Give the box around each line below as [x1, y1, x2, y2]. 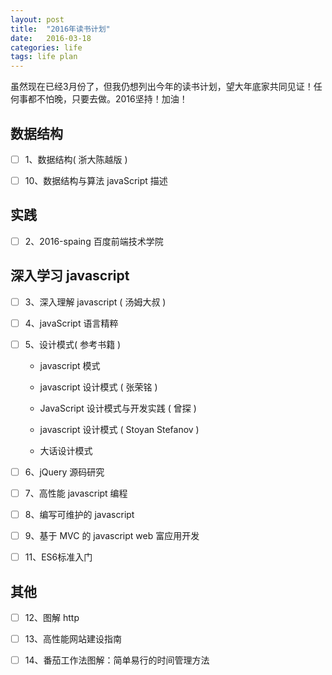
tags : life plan [10, 52, 78, 62]
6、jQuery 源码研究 [24, 466, 105, 478]
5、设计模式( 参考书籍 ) [24, 338, 122, 350]
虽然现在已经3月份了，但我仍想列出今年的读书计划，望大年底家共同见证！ [10, 81, 314, 93]
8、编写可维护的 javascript [24, 509, 135, 521]
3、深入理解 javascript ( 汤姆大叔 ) [24, 296, 167, 308]
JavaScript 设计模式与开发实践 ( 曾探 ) [39, 402, 197, 414]
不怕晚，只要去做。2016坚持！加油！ [36, 93, 188, 105]
